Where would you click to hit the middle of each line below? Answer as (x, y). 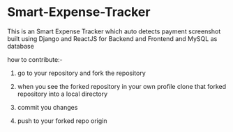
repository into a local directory (62, 94)
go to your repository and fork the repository (82, 73)
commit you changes (47, 107)
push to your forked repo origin (62, 121)
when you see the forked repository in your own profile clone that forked (122, 86)
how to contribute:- (35, 59)
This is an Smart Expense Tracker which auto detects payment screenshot (114, 31)
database (21, 46)
